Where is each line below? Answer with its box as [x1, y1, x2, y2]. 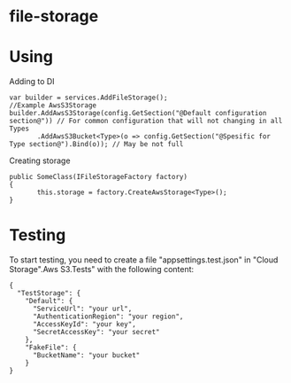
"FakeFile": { [25, 343, 77, 352]
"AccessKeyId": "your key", [32, 320, 137, 329]
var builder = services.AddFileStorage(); [9, 93, 168, 103]
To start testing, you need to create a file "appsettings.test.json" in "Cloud [9, 254, 279, 265]
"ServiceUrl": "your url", [32, 304, 133, 314]
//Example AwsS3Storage [9, 101, 97, 110]
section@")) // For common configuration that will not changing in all [9, 117, 283, 126]
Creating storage [9, 155, 71, 166]
